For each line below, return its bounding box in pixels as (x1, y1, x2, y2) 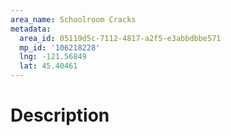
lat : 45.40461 (19, 61, 78, 71)
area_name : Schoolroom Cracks (10, 14, 137, 25)
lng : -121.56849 (19, 52, 87, 62)
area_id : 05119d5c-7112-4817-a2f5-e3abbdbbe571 (19, 33, 222, 43)
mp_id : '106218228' (19, 42, 101, 53)
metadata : (10, 24, 52, 34)
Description (10, 104, 110, 127)
